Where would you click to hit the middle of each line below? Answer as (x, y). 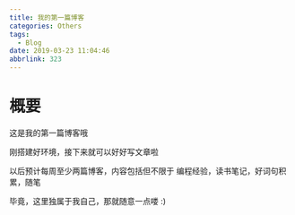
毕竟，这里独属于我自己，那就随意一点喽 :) (88, 201)
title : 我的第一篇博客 (47, 17)
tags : (19, 34)
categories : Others (46, 26)
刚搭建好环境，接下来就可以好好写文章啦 (84, 151)
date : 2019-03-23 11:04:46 (60, 51)
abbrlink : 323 (36, 59)
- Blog (30, 43)
